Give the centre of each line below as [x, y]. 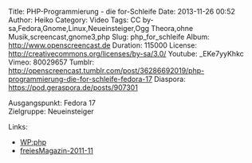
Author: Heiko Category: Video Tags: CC [75, 20]
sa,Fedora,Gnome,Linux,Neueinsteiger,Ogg [79, 28]
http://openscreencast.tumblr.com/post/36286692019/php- [106, 70]
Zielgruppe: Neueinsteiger [51, 111]
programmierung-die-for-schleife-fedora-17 [81, 79]
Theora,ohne [172, 28]
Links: [18, 127]
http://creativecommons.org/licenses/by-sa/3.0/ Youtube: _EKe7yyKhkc [126, 54]
